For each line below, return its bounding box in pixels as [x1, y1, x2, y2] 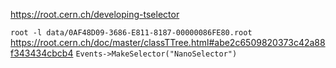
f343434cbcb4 [10, 47, 74, 59]
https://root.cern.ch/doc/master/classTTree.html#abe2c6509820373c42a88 [10, 37, 326, 48]
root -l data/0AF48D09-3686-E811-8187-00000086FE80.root [10, 28, 253, 38]
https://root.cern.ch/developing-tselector [10, 9, 180, 20]
